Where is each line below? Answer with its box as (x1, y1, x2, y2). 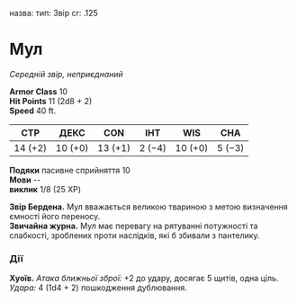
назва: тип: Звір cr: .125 (9, 8, 99, 18)
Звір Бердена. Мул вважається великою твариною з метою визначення (9, 201, 288, 212)
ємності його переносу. (9, 210, 101, 221)
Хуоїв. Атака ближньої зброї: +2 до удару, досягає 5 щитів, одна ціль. (9, 273, 279, 284)
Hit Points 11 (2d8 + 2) (9, 95, 93, 106)
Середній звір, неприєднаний (9, 68, 123, 79)
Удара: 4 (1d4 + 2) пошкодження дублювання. (9, 282, 187, 293)
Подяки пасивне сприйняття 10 (9, 164, 130, 175)
